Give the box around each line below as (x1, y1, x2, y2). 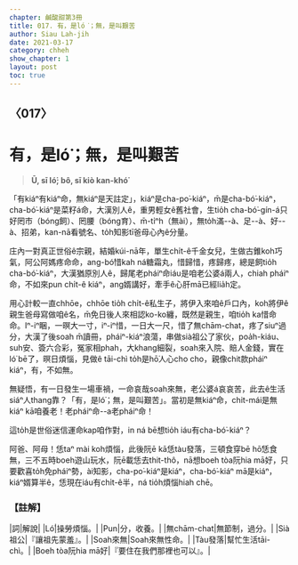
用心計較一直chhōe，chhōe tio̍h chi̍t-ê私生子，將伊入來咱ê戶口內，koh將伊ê (9, 298, 289, 309)
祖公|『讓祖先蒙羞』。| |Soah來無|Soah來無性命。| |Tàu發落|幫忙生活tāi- (9, 535, 271, 545)
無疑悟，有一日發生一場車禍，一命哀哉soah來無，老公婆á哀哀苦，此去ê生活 (9, 383, 286, 394)
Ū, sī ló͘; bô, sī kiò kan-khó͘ (30, 175, 129, 186)
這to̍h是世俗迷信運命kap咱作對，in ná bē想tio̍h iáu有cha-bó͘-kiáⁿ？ (9, 424, 252, 436)
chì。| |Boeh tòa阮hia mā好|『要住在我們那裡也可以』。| (9, 545, 211, 556)
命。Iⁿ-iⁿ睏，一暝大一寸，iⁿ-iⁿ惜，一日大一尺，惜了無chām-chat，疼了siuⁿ (9, 320, 278, 331)
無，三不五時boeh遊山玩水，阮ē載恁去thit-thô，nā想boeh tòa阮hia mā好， (9, 455, 281, 465)
